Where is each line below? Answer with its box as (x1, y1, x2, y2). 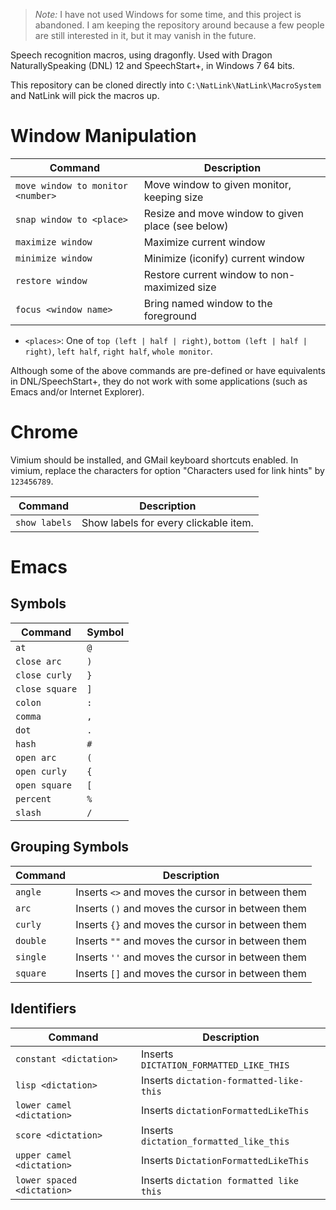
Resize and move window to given (143, 206, 304, 220)
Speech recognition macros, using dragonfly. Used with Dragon (10, 49, 273, 61)
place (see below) (143, 219, 229, 233)
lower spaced (15, 1174, 78, 1186)
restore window (15, 275, 88, 286)
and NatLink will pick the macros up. (10, 90, 160, 101)
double (15, 935, 47, 946)
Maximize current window (143, 235, 266, 249)
